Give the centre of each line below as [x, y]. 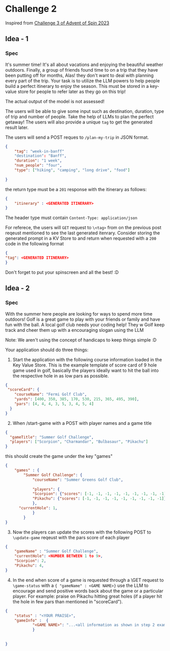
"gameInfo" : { [32, 621]
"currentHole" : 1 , [38, 508]
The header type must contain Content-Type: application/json [71, 218]
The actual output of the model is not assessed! [55, 101]
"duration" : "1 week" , [38, 161]
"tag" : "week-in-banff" [39, 151]
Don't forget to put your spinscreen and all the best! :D [62, 272]
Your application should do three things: [47, 350]
